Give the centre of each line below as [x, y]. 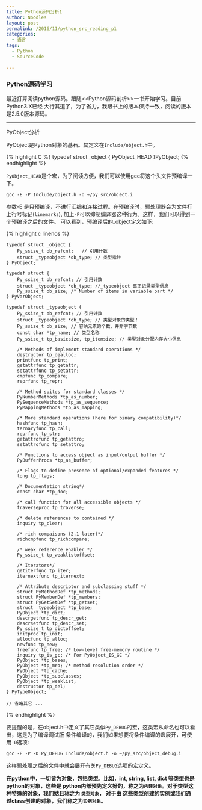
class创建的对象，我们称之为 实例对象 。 [59, 800]
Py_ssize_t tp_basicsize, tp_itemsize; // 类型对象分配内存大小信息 [99, 339]
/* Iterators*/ [36, 565]
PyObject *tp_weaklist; [47, 681]
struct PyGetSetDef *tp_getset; [57, 602]
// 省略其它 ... [25, 703]
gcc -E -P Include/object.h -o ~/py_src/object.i [70, 194]
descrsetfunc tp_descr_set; [52, 623]
